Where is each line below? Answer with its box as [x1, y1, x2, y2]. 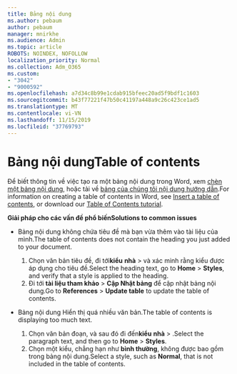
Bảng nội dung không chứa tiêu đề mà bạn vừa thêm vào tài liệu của [17, 227, 218, 236]
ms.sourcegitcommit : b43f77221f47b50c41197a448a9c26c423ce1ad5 [7, 97, 200, 104]
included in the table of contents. [28, 360, 126, 368]
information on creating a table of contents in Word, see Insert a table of [7, 192, 220, 201]
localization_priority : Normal [7, 57, 101, 64]
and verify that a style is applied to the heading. [28, 271, 169, 280]
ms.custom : [7, 70, 40, 77]
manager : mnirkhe [7, 30, 59, 38]
